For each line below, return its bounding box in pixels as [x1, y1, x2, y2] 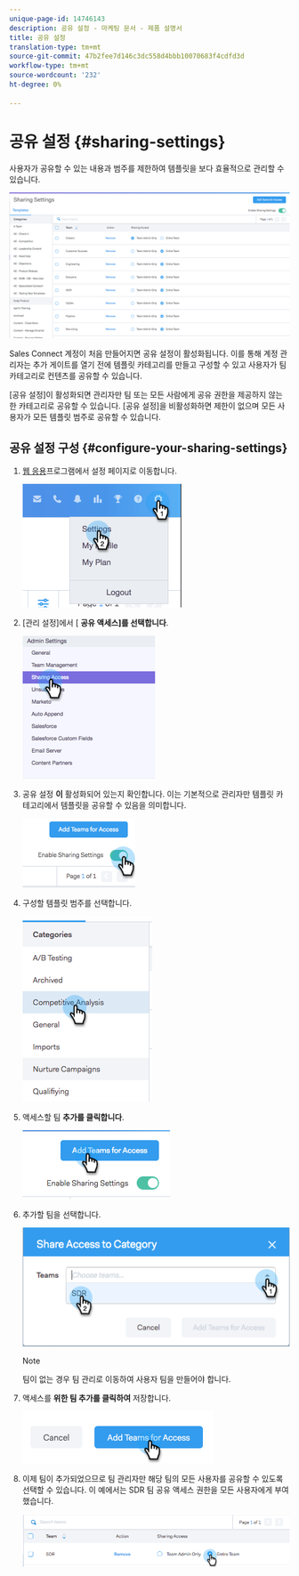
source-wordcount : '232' [9, 71, 101, 80]
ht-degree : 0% [9, 80, 62, 89]
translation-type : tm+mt [9, 43, 101, 52]
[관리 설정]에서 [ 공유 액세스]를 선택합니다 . [21, 618, 169, 628]
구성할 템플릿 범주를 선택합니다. [21, 898, 132, 909]
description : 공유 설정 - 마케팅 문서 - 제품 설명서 [9, 23, 182, 33]
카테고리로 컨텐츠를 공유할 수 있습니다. [9, 370, 142, 382]
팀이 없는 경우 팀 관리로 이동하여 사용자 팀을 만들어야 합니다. [21, 1373, 231, 1384]
